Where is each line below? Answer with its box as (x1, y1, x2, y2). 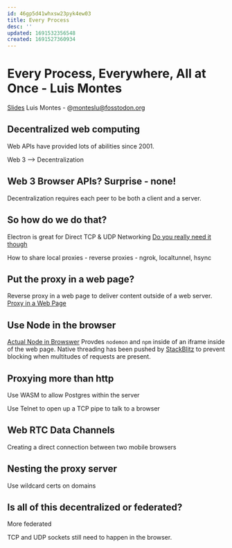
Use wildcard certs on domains (7, 481, 96, 490)
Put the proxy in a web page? (7, 273, 135, 285)
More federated (7, 520, 52, 528)
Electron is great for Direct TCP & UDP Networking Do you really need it (7, 232, 211, 241)
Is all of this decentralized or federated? (7, 501, 183, 513)
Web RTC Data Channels (7, 425, 116, 436)
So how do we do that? (7, 214, 107, 226)
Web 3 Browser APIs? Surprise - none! (7, 175, 177, 187)
